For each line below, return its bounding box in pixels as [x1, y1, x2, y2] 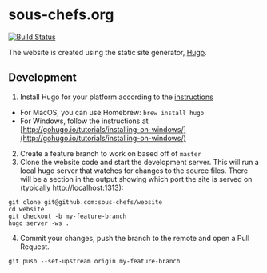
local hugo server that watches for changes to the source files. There [19, 166, 249, 175]
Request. [19, 242, 50, 251]
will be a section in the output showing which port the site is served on [19, 174, 253, 183]
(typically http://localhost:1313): [19, 183, 124, 192]
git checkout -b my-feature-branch [8, 212, 127, 220]
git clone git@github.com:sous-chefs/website [8, 198, 162, 206]
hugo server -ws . [8, 219, 70, 227]
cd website [8, 205, 45, 213]
